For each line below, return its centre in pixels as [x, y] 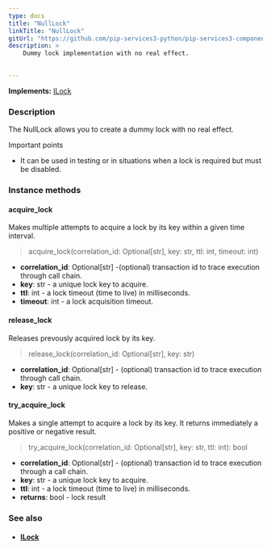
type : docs [27, 16]
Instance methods [45, 191]
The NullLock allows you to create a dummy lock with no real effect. [121, 129]
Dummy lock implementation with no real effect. [106, 53]
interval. [22, 236]
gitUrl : [21, 38]
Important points [36, 145]
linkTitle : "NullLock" [46, 31]
